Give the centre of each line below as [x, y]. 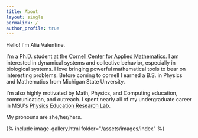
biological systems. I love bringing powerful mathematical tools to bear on [96, 69]
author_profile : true [33, 28]
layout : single [25, 17]
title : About [22, 12]
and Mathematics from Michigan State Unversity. [66, 82]
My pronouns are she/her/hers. [44, 117]
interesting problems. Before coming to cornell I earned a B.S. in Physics [94, 75]
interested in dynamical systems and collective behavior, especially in [91, 63]
